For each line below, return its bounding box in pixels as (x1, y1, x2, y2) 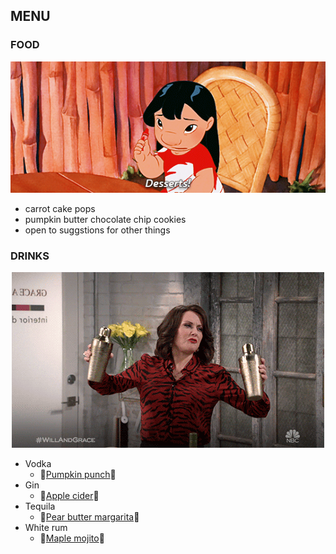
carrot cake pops (24, 202, 96, 214)
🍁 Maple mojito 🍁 (39, 532, 105, 544)
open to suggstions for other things (24, 224, 171, 236)
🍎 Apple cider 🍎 (39, 489, 100, 501)
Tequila (24, 500, 56, 512)
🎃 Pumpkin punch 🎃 (39, 468, 117, 480)
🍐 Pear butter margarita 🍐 (39, 510, 140, 523)
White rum (24, 521, 68, 533)
